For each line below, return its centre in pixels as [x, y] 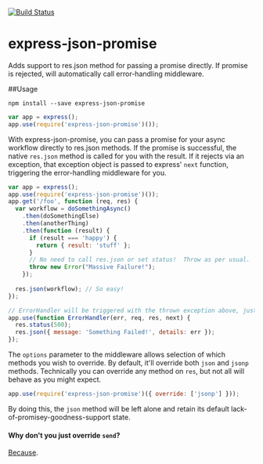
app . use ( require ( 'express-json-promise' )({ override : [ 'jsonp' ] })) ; [124, 394]
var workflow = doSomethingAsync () [73, 209]
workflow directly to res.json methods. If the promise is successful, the [122, 147]
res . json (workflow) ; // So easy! [70, 289]
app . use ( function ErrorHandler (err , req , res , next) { [99, 317]
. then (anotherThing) [56, 223]
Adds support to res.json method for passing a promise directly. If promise [128, 65]
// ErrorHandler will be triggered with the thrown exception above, [124, 310]
